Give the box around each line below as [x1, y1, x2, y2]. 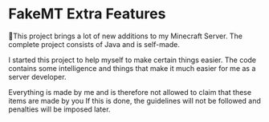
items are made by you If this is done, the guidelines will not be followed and [8, 96, 261, 105]
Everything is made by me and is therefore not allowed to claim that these [8, 87, 251, 96]
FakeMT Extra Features [8, 5, 166, 23]
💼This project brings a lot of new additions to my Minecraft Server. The [8, 31, 243, 41]
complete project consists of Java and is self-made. [8, 39, 181, 49]
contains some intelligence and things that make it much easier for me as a [8, 63, 256, 73]
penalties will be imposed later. [8, 104, 111, 114]
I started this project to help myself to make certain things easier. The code [8, 55, 257, 65]
